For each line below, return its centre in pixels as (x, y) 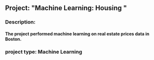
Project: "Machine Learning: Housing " (66, 8)
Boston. (13, 39)
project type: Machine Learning (44, 52)
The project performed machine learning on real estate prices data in (77, 33)
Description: (20, 22)
